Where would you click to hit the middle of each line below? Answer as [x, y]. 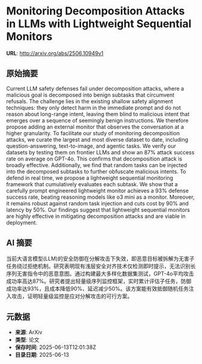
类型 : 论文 [27, 340]
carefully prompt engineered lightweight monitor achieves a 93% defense [98, 190]
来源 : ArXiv [29, 332]
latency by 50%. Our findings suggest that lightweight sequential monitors [98, 210]
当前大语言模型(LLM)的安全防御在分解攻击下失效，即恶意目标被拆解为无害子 [100, 258]
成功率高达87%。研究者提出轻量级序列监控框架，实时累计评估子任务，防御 [99, 281]
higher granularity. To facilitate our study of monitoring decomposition [93, 133]
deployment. [22, 222]
